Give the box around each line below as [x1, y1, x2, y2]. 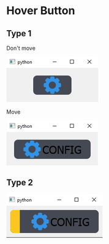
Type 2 [6, 178, 34, 188]
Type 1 [6, 28, 32, 39]
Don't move [6, 44, 36, 52]
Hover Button [6, 4, 75, 18]
